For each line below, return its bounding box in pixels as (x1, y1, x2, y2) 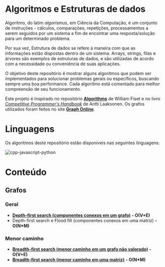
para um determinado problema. (5, 36, 70, 41)
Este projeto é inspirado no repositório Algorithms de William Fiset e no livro (5, 95, 161, 102)
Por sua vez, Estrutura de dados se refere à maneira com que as (5, 45, 135, 51)
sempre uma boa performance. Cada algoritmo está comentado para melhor (5, 80, 160, 87)
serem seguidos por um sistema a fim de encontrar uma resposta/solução (5, 30, 155, 36)
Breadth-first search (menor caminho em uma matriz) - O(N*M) (12, 257, 146, 263)
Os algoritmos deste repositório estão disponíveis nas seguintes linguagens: (5, 140, 160, 146)
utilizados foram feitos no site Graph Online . (5, 106, 95, 112)
